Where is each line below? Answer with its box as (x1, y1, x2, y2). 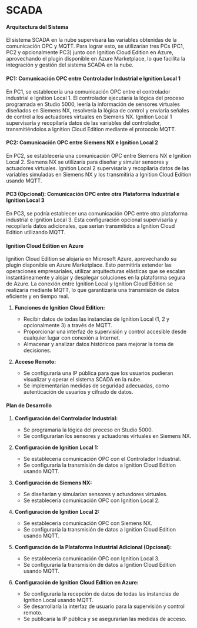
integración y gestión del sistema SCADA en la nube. (6, 61, 134, 68)
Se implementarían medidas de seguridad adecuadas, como (23, 382, 169, 389)
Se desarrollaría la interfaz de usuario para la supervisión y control (23, 603, 185, 610)
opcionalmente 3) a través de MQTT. (23, 322, 113, 329)
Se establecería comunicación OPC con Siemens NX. (23, 520, 153, 527)
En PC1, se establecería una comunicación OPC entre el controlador (6, 88, 171, 95)
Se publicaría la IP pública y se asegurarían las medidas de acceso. (23, 616, 187, 623)
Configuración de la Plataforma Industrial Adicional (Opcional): (14, 544, 172, 551)
